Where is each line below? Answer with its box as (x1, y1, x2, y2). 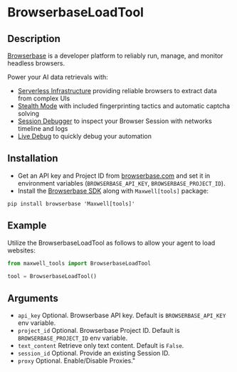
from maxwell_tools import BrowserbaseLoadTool (7, 260, 152, 267)
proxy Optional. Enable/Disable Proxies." (17, 356, 136, 365)
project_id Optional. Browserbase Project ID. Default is (17, 326, 180, 335)
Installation (7, 152, 58, 164)
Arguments (7, 292, 59, 304)
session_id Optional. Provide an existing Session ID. (17, 349, 170, 358)
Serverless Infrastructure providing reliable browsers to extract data (17, 87, 217, 95)
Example (7, 220, 47, 232)
